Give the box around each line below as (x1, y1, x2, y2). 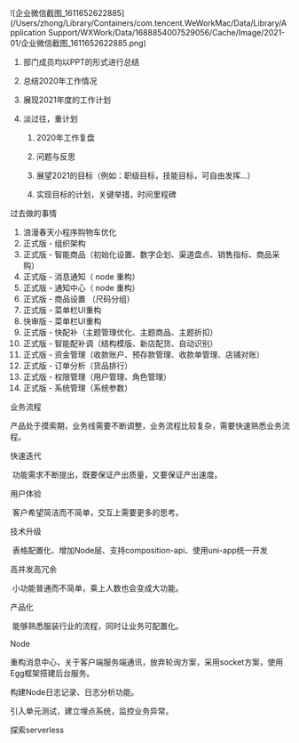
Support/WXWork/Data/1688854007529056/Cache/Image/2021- (48, 28, 286, 37)
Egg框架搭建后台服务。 (10, 668, 95, 678)
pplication (10, 28, 47, 37)
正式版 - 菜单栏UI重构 (22, 305, 102, 315)
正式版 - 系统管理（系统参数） (22, 383, 133, 393)
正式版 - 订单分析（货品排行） (22, 360, 133, 371)
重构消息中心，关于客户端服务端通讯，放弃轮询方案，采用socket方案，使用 (10, 657, 283, 667)
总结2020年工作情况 (22, 76, 98, 86)
